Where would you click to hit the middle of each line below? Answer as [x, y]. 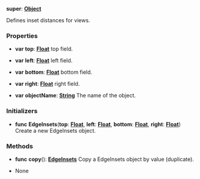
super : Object [24, 9]
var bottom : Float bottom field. [53, 72]
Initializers [22, 111]
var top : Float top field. [44, 49]
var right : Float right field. [47, 84]
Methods [20, 146]
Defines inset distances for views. [48, 20]
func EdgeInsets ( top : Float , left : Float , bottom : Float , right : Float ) [98, 124]
